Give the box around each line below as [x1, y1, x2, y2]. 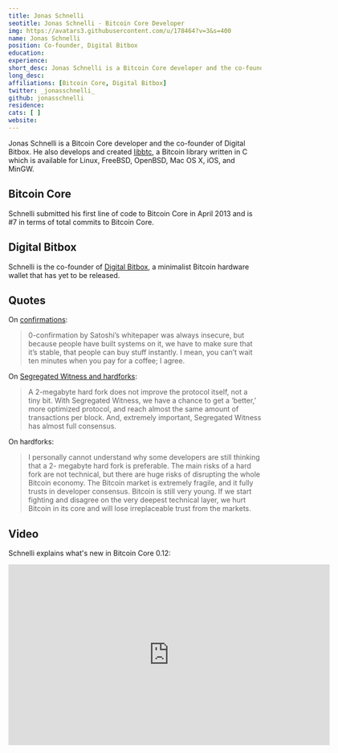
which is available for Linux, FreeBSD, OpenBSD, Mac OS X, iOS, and [8, 155, 235, 165]
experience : [8, 57, 48, 65]
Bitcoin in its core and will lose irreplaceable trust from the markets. [27, 504, 251, 514]
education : [8, 49, 45, 57]
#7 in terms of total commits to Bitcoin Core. [8, 217, 154, 227]
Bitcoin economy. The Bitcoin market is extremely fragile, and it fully [27, 478, 254, 488]
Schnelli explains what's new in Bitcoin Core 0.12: [8, 548, 171, 559]
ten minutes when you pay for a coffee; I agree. [27, 356, 185, 366]
